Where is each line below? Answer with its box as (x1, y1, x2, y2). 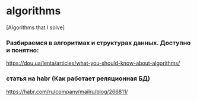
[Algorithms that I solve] (6, 24, 65, 31)
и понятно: (6, 46, 39, 54)
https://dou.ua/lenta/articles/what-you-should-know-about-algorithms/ (6, 59, 180, 67)
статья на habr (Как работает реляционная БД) (6, 74, 150, 83)
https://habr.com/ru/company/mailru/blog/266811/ (6, 88, 128, 95)
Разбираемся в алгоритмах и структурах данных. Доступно (6, 39, 191, 47)
